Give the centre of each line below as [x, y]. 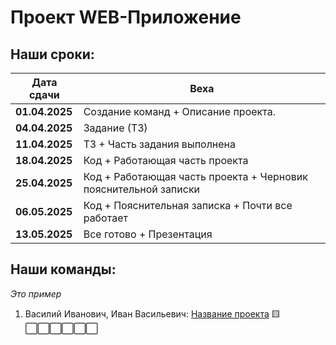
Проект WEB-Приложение [126, 17]
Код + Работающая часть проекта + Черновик [195, 176]
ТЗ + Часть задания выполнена [160, 144]
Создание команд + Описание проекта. [179, 111]
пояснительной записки [142, 189]
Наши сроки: [52, 54]
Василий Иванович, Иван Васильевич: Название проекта [147, 313]
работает [105, 218]
